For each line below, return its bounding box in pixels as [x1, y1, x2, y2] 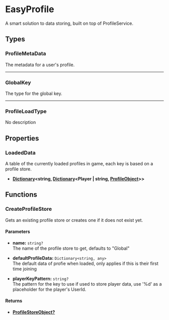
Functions [5, 191, 38, 199]
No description [5, 119, 36, 125]
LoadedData [5, 149, 36, 156]
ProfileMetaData [5, 50, 46, 57]
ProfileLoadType [5, 108, 47, 115]
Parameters [5, 228, 30, 235]
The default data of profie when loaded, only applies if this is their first [12, 260, 158, 266]
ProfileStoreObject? [12, 309, 55, 315]
